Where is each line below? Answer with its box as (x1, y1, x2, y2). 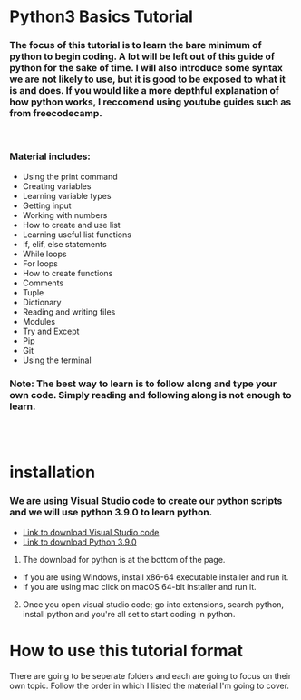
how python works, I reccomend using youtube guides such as (9, 95, 292, 108)
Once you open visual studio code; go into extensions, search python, (22, 598, 284, 610)
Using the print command (22, 171, 118, 182)
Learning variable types (22, 190, 112, 201)
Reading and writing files (22, 306, 116, 317)
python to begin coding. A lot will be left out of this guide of (9, 50, 275, 63)
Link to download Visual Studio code (22, 526, 160, 537)
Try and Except (22, 325, 80, 336)
